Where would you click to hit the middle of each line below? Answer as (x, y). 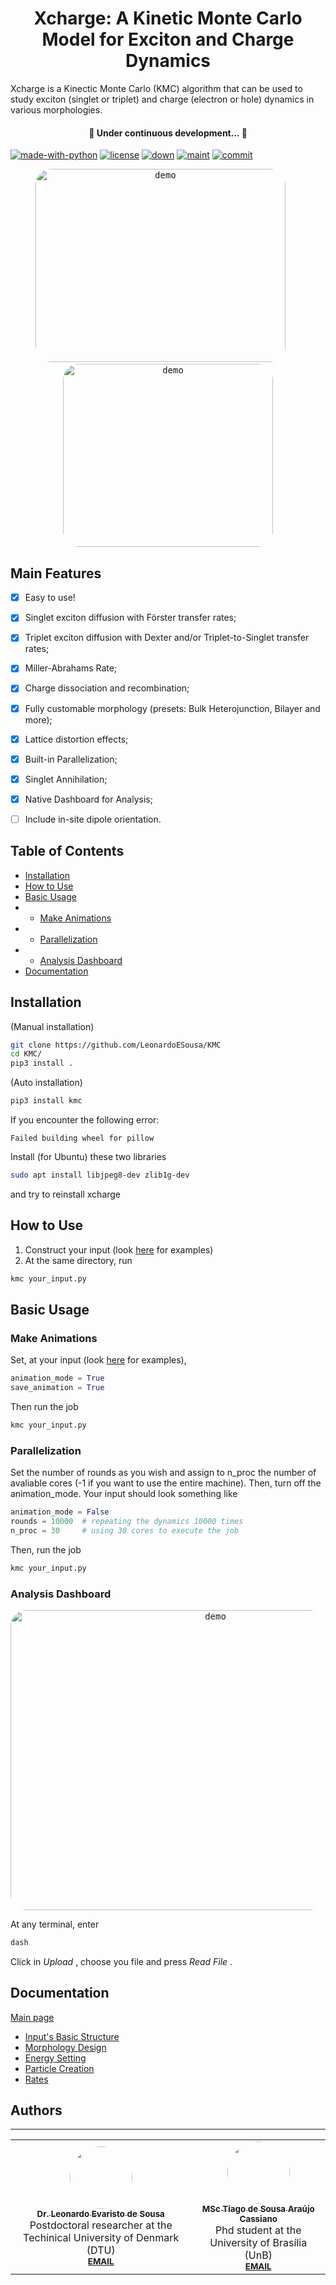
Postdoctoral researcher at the (101, 2225)
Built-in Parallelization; (71, 759)
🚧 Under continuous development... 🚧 (168, 133)
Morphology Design (65, 2047)
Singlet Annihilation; (66, 779)
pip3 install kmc (46, 1101)
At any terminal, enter (55, 1924)
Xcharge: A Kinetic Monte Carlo (168, 18)
